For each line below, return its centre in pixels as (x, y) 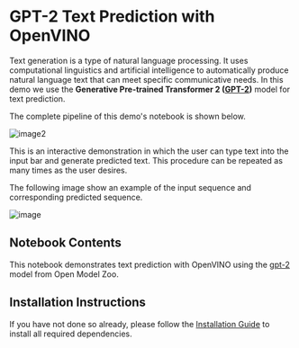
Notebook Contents (65, 243)
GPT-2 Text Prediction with (112, 17)
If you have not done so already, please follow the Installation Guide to (140, 324)
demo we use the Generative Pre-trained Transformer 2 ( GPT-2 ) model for (150, 89)
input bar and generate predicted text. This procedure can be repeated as (146, 160)
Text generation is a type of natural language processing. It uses (129, 60)
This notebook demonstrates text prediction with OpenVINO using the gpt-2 (150, 264)
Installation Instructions (78, 303)
